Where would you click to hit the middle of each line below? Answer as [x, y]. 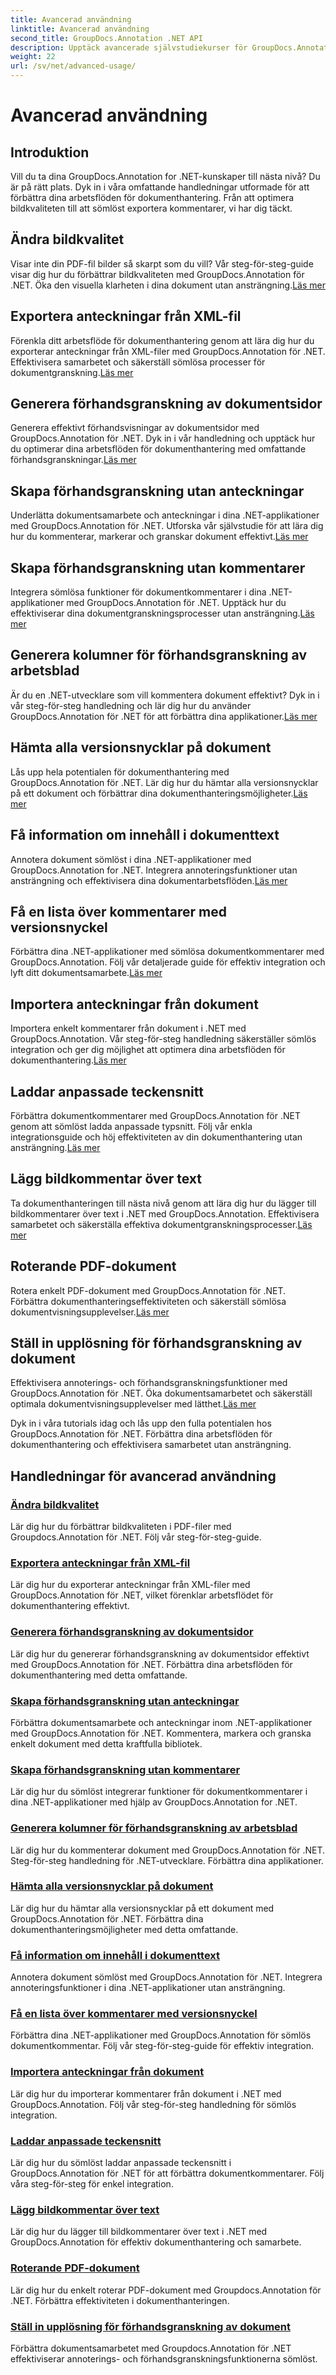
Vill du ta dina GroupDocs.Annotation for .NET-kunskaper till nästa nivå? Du [165, 176]
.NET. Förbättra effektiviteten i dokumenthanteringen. [120, 2300]
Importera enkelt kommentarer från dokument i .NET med [128, 1028]
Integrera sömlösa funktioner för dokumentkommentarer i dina [138, 592]
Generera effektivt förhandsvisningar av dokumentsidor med [135, 428]
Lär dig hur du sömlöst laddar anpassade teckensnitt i [121, 2163]
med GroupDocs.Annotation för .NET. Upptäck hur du [176, 603]
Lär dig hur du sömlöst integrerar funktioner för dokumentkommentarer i [159, 1792]
